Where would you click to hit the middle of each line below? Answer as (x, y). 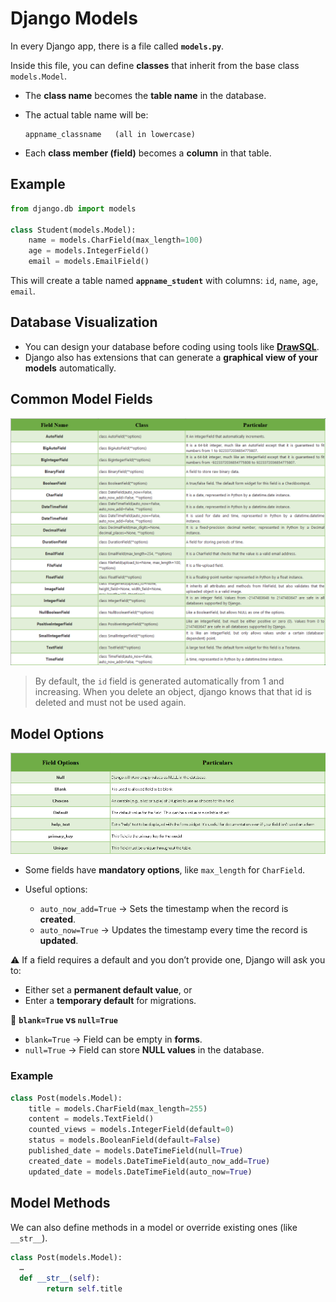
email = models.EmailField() (89, 262)
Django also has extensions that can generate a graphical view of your (171, 357)
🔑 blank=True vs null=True (64, 1020)
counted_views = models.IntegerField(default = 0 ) (131, 1130)
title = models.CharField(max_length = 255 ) (118, 1108)
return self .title (84, 1289)
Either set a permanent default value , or (108, 990)
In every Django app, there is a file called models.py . (117, 46)
